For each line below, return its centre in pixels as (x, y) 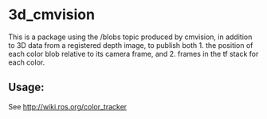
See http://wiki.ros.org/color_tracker (68, 106)
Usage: (27, 87)
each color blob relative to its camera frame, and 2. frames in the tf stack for (133, 54)
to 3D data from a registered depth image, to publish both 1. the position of (131, 45)
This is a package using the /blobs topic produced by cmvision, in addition (130, 37)
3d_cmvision (52, 15)
